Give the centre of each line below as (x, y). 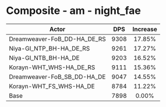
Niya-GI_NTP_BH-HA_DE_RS (50, 48)
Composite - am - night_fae (73, 11)
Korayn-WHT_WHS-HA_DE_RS (52, 67)
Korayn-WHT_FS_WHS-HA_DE (52, 86)
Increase (145, 29)
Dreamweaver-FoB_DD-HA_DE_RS (57, 39)
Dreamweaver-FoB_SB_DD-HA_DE (57, 77)
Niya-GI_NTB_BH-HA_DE (44, 58)
